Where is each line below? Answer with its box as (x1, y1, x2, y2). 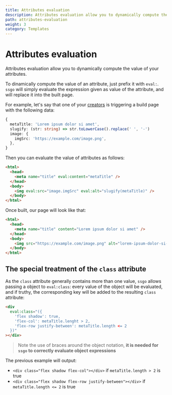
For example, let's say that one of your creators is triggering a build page (5, 102, 159, 108)
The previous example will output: (5, 358, 77, 364)
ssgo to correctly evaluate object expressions (17, 347, 116, 354)
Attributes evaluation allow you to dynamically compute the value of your (5, 65, 159, 72)
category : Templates (5, 27, 50, 32)
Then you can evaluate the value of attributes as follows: (5, 155, 125, 161)
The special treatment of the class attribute (5, 265, 146, 273)
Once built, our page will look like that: (5, 207, 86, 213)
